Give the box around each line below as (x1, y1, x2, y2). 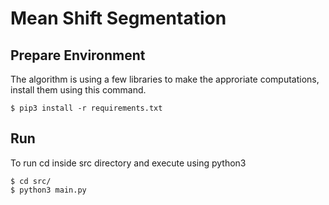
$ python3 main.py (10, 185, 87, 195)
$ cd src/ (10, 176, 52, 186)
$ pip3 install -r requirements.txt (10, 103, 163, 113)
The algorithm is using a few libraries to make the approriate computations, (10, 73, 320, 85)
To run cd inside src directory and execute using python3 (10, 157, 247, 169)
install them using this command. (10, 84, 147, 96)
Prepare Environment (10, 47, 146, 64)
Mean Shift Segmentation (10, 7, 227, 30)
